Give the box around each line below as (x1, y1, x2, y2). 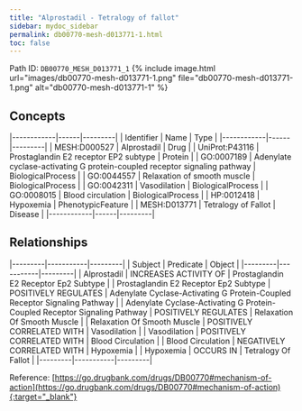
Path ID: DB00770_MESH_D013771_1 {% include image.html (9, 63, 216, 74)
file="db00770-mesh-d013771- (178, 73, 294, 84)
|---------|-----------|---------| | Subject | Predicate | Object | (9, 259, 240, 269)
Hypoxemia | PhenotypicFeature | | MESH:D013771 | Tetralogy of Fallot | (9, 199, 277, 210)
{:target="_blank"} (9, 391, 78, 402)
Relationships (9, 235, 88, 251)
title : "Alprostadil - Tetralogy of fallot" (9, 13, 179, 23)
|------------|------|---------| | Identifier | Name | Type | (9, 132, 218, 143)
